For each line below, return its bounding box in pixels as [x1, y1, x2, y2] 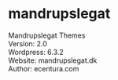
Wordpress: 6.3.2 [8, 47, 65, 56]
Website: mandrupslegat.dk [8, 56, 98, 65]
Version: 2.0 [8, 38, 47, 48]
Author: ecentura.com [8, 64, 79, 73]
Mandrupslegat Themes [8, 31, 86, 40]
